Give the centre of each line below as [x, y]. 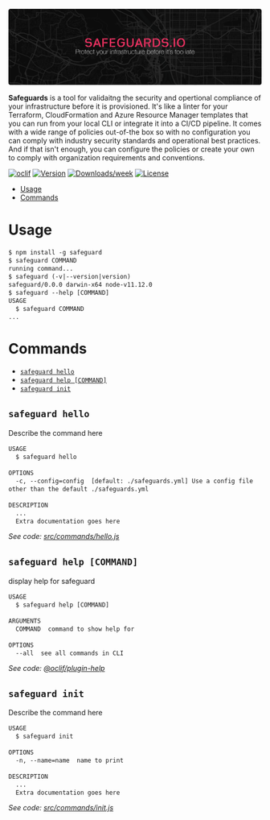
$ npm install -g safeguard [55, 253]
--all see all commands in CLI [70, 653]
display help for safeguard [52, 581]
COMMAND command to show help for [75, 629]
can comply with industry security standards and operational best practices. [135, 141]
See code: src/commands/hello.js [64, 536]
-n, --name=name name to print [70, 761]
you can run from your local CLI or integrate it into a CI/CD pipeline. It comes [135, 124]
